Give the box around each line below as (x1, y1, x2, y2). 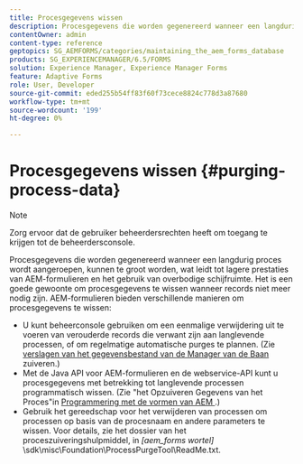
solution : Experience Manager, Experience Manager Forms (9, 64, 228, 73)
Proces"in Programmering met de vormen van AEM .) (22, 396, 221, 407)
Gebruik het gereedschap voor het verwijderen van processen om (22, 406, 268, 417)
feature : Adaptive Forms (9, 72, 103, 81)
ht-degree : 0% (9, 114, 63, 123)
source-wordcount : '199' (9, 106, 103, 115)
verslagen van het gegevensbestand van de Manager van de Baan (22, 348, 270, 359)
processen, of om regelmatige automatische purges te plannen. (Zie (22, 339, 275, 350)
